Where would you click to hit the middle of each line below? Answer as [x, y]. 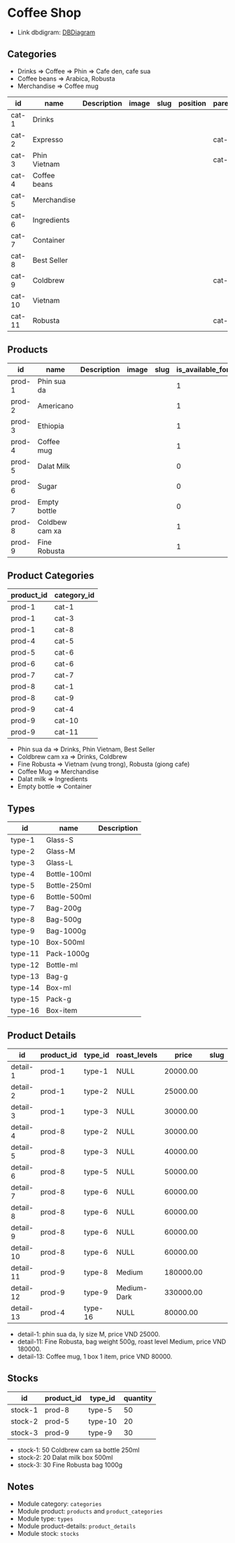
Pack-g [59, 1000]
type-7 [23, 909]
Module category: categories [59, 1503]
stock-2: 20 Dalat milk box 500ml [65, 1457]
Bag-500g [64, 920]
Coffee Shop [44, 13]
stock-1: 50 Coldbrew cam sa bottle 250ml [78, 1450]
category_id [74, 595]
